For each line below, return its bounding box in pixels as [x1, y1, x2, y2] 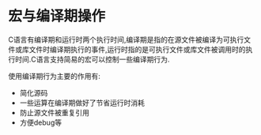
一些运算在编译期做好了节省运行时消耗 [19, 98, 145, 107]
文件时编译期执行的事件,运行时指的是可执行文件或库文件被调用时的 [28, 44, 247, 54]
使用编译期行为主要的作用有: [8, 71, 101, 81]
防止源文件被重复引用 [19, 107, 89, 117]
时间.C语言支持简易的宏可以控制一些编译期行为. [14, 54, 170, 64]
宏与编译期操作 [8, 7, 106, 25]
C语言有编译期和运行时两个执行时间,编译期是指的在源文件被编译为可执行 [8, 35, 244, 44]
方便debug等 [19, 118, 62, 127]
